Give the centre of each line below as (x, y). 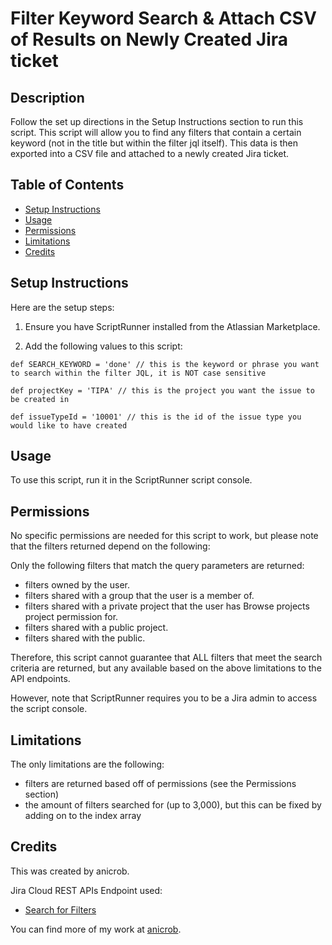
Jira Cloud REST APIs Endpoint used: (86, 890)
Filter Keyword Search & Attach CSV (163, 18)
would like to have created (69, 425)
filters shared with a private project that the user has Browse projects (167, 606)
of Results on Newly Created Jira (149, 39)
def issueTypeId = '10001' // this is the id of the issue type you (156, 417)
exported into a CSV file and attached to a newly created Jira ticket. (150, 153)
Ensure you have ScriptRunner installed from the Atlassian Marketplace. (172, 326)
